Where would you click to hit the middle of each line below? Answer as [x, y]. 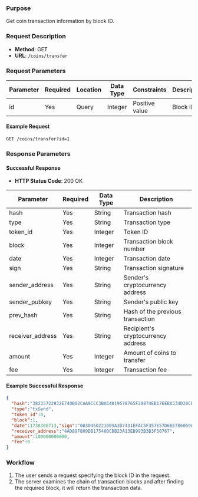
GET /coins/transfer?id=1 [38, 139]
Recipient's [139, 328]
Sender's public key [151, 302]
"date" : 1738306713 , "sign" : [44, 426]
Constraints [149, 90]
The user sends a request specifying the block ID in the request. [93, 475]
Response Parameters [38, 154]
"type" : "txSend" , [33, 409]
